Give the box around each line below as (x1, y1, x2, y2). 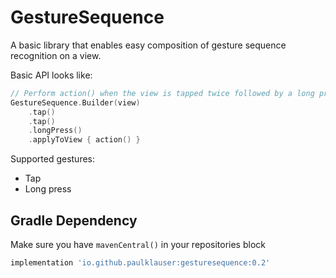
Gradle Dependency (10, 212, 138, 229)
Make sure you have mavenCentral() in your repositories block (10, 239, 266, 250)
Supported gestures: (10, 153, 96, 165)
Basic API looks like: (10, 69, 93, 81)
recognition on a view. (10, 49, 102, 61)
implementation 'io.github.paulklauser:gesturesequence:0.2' (10, 258, 271, 268)
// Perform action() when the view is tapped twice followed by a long (10, 88, 315, 98)
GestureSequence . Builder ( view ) (10, 97, 141, 108)
